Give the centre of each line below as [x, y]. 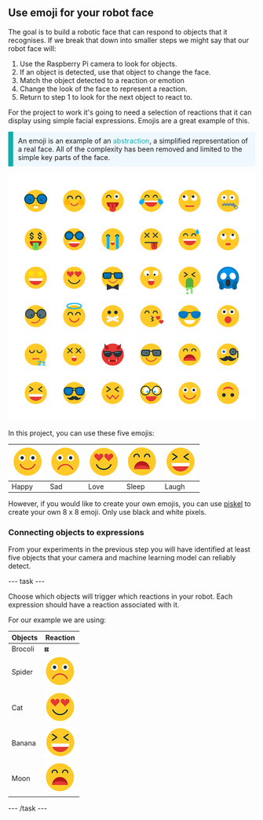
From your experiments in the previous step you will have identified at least [130, 549]
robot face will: [32, 48]
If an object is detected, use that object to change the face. [115, 72]
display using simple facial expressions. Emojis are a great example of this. [129, 120]
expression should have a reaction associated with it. [94, 605]
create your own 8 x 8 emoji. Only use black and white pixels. [107, 512]
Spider [22, 672]
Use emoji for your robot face [81, 13]
